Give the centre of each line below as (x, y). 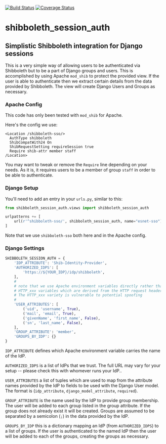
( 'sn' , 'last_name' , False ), (53, 323)
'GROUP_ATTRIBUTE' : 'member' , (45, 332)
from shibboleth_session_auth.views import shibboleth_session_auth (77, 208)
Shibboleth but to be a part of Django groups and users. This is (69, 71)
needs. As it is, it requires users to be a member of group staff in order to (80, 170)
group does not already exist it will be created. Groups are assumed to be (80, 411)
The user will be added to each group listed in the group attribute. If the (78, 406)
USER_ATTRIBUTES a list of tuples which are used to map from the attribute (79, 380)
